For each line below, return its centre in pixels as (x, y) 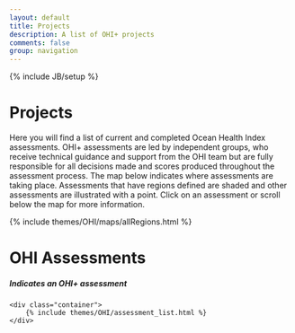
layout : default (40, 18)
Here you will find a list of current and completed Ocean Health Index (138, 138)
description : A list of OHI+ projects (82, 34)
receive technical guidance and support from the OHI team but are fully (142, 157)
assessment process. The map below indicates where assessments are (142, 176)
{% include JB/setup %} (54, 76)
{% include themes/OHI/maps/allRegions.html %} (101, 222)
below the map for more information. (77, 205)
